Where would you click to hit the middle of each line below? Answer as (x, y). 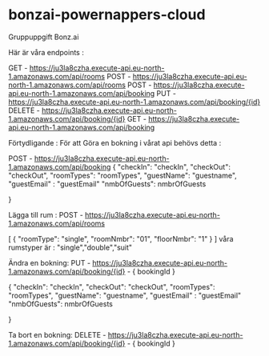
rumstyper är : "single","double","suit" (70, 247)
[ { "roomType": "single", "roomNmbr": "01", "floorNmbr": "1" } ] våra (121, 238)
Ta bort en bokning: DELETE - (57, 334)
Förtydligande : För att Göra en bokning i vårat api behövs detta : (115, 142)
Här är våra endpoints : (46, 52)
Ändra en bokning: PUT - (49, 262)
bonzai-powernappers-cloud (107, 15)
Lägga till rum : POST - (46, 214)
